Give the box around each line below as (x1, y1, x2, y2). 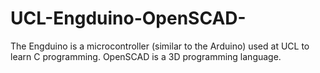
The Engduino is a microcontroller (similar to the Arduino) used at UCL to (10, 40, 310, 52)
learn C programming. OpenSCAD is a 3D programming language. (10, 50, 282, 62)
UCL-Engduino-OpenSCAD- (10, 7, 247, 30)
